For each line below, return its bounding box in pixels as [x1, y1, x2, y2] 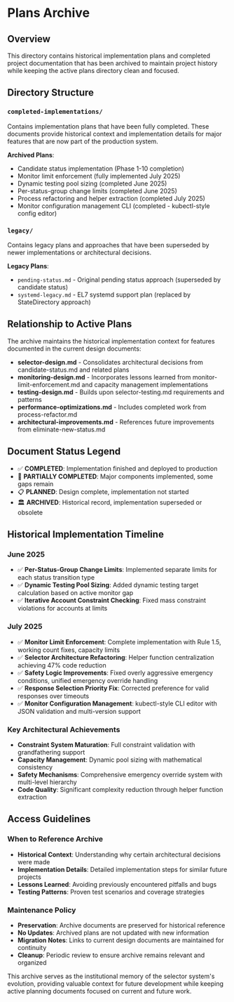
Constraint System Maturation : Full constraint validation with [17, 740, 195, 749]
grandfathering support [17, 748, 85, 756]
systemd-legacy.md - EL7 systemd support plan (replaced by [17, 290, 191, 299]
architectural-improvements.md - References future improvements [17, 417, 215, 426]
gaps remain [17, 479, 54, 488]
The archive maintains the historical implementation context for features [7, 337, 215, 345]
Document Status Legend [7, 445, 121, 457]
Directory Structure [7, 86, 95, 99]
